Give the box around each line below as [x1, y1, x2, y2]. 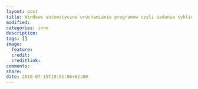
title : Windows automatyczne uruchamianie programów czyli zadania [6, 14, 176, 20]
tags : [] [6, 36, 28, 42]
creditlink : [11, 57, 41, 63]
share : [6, 69, 22, 74]
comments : [6, 63, 31, 69]
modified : [6, 19, 31, 25]
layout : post [6, 8, 38, 15]
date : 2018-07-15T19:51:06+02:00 [6, 74, 88, 80]
